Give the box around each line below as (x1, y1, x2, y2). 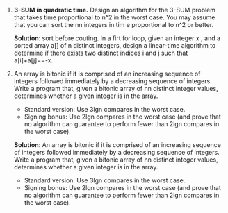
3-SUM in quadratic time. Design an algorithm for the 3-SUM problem (13, 6, 216, 14)
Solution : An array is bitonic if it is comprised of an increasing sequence (13, 141, 221, 148)
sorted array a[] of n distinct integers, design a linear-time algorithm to (13, 42, 216, 49)
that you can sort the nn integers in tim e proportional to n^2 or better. (13, 21, 214, 28)
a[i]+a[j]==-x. (13, 56, 54, 65)
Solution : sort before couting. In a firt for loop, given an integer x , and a (13, 34, 221, 42)
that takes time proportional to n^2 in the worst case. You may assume (13, 13, 215, 22)
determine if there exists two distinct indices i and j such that (13, 49, 188, 57)
